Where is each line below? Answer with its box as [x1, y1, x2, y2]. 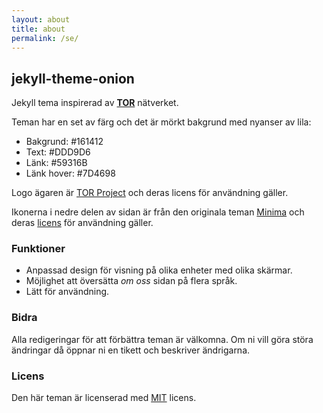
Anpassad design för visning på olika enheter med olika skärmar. [25, 264, 293, 276]
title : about [11, 24, 66, 34]
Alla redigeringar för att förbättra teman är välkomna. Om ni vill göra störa [11, 333, 314, 345]
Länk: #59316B [25, 157, 88, 169]
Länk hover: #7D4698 [25, 167, 116, 180]
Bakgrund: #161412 [25, 136, 104, 148]
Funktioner [11, 242, 66, 256]
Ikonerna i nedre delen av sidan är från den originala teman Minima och [11, 206, 305, 218]
